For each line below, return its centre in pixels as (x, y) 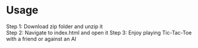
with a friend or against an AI (41, 39)
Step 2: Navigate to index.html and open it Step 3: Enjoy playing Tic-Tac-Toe (99, 32)
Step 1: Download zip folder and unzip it (54, 26)
